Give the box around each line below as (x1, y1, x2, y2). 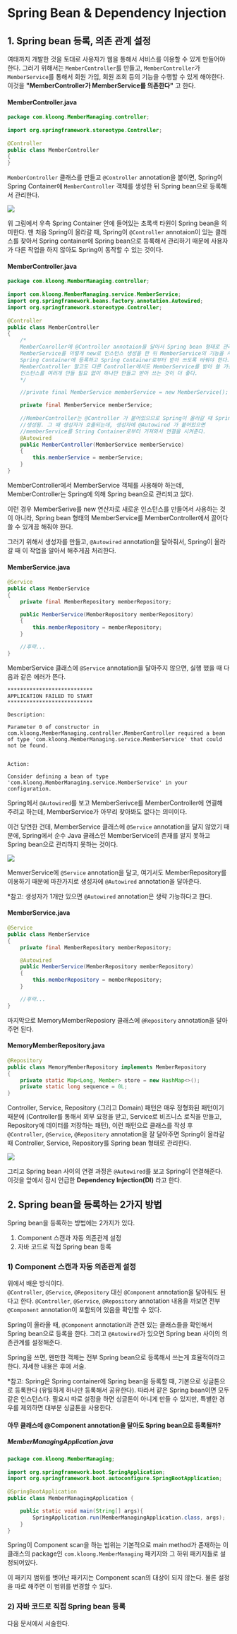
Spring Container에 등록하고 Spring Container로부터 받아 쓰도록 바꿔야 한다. (20, 356, 231, 364)
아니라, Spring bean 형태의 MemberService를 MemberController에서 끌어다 (14, 513, 229, 522)
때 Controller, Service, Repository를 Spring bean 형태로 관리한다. (7, 1139, 192, 1148)
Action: (7, 760, 30, 767)
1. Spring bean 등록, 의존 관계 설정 (7, 35, 152, 47)
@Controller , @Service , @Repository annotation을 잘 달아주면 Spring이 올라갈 (7, 1130, 225, 1139)
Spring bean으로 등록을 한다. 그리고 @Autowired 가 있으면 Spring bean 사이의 (7, 1329, 221, 1338)
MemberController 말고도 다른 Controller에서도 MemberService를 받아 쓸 (20, 363, 221, 370)
